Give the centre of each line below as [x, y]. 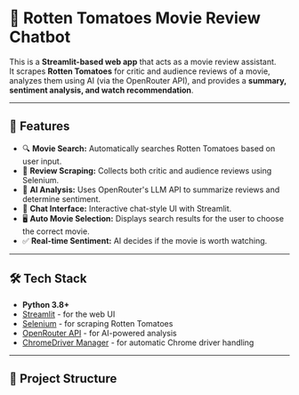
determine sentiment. [61, 198]
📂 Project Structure [63, 379]
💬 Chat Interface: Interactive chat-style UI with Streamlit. [127, 208]
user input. [42, 161]
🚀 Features [40, 127]
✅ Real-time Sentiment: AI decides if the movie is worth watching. [145, 240]
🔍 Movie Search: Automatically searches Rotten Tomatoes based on [149, 148]
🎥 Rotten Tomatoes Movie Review [135, 18]
